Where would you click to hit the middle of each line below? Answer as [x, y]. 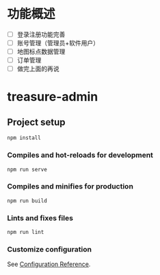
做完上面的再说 [38, 69]
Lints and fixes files [40, 218]
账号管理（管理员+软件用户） [58, 43]
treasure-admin [53, 97]
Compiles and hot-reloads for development [80, 155]
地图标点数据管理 [41, 51]
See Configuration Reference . [49, 264]
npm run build [27, 201]
